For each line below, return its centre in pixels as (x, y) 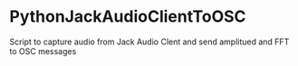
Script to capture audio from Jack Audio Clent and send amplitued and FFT (149, 42)
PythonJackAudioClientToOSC (128, 17)
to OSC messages (43, 51)
